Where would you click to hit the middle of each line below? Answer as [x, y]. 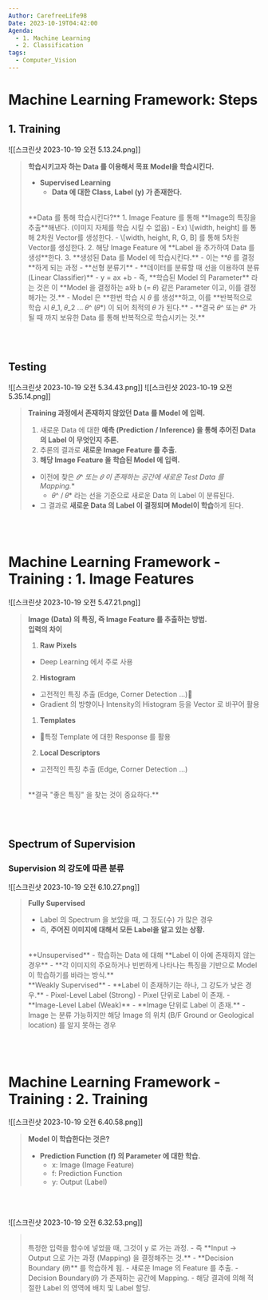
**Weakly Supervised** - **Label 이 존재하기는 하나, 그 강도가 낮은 [136, 985]
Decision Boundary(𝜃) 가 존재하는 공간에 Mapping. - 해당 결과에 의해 [136, 1278]
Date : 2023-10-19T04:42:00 [53, 23]
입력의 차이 [45, 629]
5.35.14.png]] [30, 396]
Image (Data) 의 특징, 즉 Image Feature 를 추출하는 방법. [117, 619]
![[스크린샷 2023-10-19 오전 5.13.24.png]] [75, 150]
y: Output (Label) [79, 1182]
